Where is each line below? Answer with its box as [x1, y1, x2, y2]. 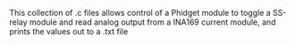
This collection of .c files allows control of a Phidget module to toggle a [9, 8, 271, 18]
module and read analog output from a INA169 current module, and [29, 17, 276, 27]
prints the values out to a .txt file [9, 26, 129, 36]
